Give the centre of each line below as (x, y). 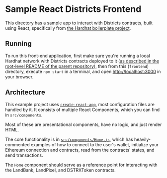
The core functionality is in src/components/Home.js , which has (69, 139)
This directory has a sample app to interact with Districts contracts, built (79, 23)
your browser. (19, 77)
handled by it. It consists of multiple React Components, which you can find (83, 110)
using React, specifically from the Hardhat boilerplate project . (68, 28)
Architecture (25, 92)
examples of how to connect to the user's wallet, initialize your (95, 144)
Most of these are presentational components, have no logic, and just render (83, 124)
